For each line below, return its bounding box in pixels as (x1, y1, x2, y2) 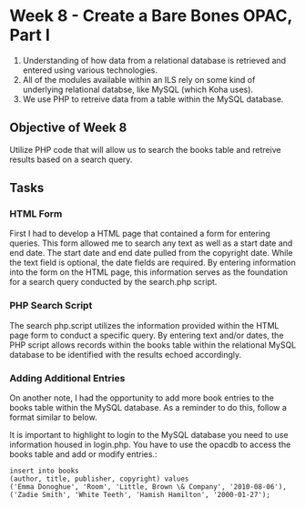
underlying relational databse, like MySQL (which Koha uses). (22, 84, 253, 95)
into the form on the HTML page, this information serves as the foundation (9, 267, 289, 278)
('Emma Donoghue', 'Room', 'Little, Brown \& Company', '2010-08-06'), (9, 483, 287, 492)
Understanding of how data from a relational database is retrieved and (22, 55, 287, 66)
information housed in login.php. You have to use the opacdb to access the (9, 439, 291, 451)
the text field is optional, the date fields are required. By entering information (9, 257, 296, 269)
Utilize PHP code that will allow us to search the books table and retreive (9, 144, 281, 155)
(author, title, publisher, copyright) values (9, 474, 189, 483)
